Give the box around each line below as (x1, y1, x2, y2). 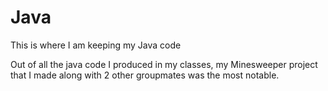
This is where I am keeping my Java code (10, 39, 182, 51)
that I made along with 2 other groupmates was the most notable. (10, 69, 280, 81)
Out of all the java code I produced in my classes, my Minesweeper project (10, 58, 318, 70)
